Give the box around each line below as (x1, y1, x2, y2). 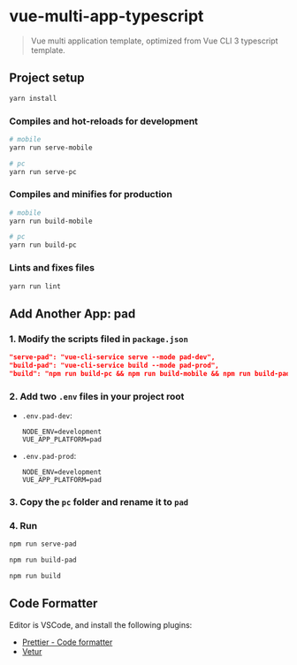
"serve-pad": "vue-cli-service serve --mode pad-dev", (9, 353, 216, 362)
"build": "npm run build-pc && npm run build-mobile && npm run (9, 369, 251, 378)
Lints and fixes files (9, 262, 95, 274)
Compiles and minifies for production (9, 188, 172, 201)
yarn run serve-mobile (9, 143, 93, 152)
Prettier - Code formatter (21, 637, 113, 647)
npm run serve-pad (9, 539, 77, 549)
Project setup (9, 71, 86, 86)
